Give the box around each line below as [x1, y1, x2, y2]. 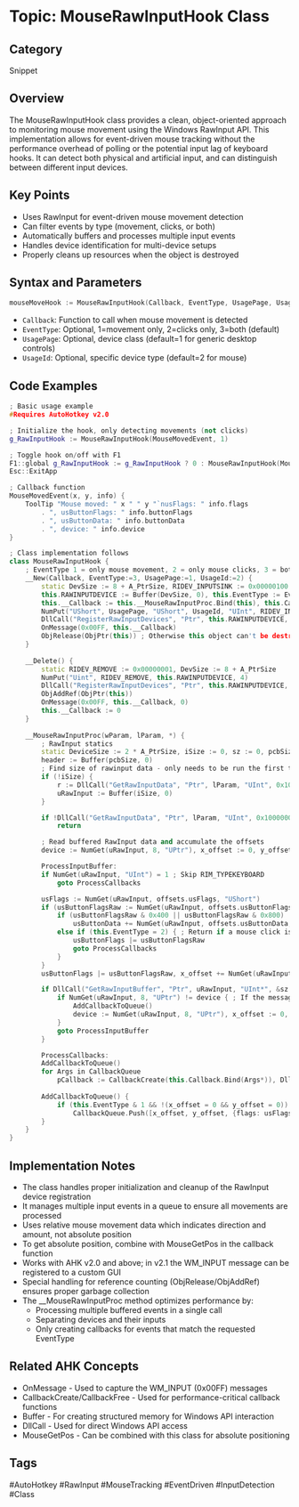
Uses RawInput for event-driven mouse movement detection [21, 211, 244, 222]
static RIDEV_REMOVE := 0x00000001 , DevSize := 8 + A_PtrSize [41, 665, 277, 674]
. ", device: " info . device [41, 524, 145, 533]
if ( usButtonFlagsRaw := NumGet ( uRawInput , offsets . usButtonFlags [41, 903, 293, 911]
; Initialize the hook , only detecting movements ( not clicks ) [9, 425, 249, 435]
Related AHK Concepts [9, 1359, 140, 1374]
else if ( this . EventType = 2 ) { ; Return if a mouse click [56, 928, 281, 936]
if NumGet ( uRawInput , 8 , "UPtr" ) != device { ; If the [56, 993, 265, 1002]
